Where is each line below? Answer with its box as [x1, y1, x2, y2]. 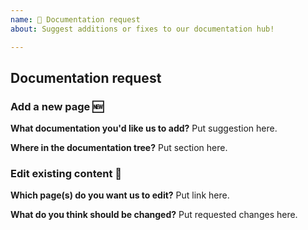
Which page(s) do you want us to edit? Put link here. [10, 189, 230, 201]
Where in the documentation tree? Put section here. [10, 142, 228, 154]
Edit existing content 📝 [10, 167, 123, 181]
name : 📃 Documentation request [10, 14, 141, 25]
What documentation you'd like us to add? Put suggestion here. [10, 122, 278, 135]
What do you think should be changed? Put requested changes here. [10, 209, 298, 221]
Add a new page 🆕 [10, 99, 105, 113]
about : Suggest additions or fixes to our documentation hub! [10, 24, 275, 34]
